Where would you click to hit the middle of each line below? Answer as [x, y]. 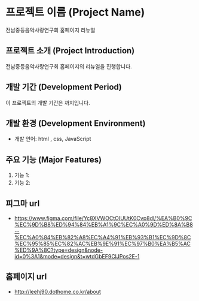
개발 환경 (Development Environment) [76, 123]
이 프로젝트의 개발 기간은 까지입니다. [48, 103]
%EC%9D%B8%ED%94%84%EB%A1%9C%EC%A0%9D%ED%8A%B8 [104, 225]
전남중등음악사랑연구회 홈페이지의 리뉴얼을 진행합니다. [69, 66]
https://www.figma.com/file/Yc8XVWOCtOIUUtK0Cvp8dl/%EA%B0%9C [103, 218]
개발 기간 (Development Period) [64, 87]
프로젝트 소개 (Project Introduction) [70, 51]
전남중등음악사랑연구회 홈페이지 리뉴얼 [50, 30]
